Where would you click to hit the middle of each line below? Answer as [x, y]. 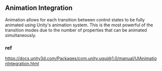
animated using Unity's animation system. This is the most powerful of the [79, 25]
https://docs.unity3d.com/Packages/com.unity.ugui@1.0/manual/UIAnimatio [81, 58]
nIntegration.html [22, 64]
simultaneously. [21, 35]
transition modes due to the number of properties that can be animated [76, 30]
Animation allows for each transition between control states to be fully [75, 19]
